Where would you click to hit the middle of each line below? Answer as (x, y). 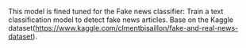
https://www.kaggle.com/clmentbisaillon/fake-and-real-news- (137, 28)
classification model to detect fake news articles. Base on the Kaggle (121, 20)
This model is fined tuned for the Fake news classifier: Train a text (116, 11)
